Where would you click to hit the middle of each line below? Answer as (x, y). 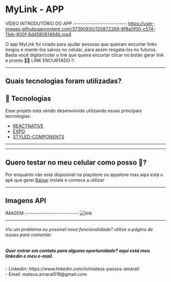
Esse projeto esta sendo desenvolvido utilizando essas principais (74, 111)
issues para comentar (28, 235)
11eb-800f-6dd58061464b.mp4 (38, 34)
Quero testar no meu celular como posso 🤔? (76, 162)
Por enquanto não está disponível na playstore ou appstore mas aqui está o (84, 175)
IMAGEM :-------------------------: (42, 213)
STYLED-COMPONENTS (38, 137)
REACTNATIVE (28, 126)
